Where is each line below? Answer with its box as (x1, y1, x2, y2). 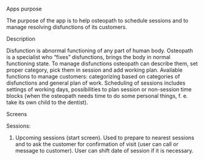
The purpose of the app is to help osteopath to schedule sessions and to (6, 17, 189, 24)
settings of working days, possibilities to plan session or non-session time (6, 86, 192, 93)
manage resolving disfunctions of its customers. (6, 24, 127, 30)
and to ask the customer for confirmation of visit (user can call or (15, 141, 178, 148)
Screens (6, 111, 27, 117)
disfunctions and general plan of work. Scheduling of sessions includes (6, 79, 186, 86)
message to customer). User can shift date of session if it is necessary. (15, 147, 194, 154)
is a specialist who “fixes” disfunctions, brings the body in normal (6, 54, 171, 60)
